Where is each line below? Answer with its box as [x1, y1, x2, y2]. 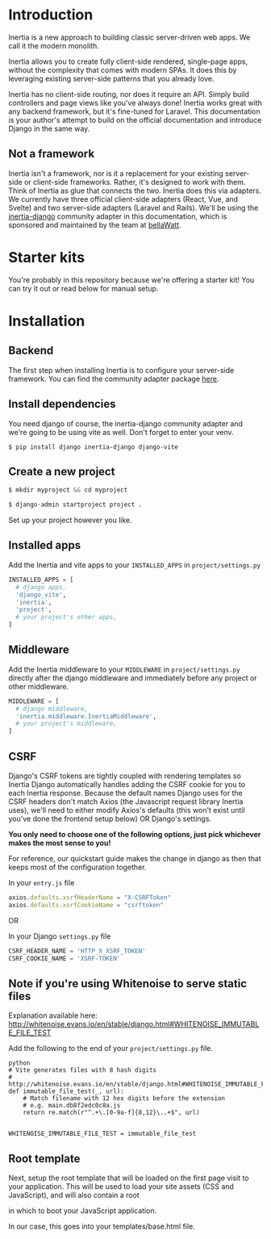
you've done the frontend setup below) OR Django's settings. [8, 814, 212, 823]
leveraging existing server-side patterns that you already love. [8, 73, 215, 83]
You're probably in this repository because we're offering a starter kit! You [8, 274, 255, 284]
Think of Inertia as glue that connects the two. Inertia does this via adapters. [8, 186, 262, 195]
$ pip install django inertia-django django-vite [8, 442, 179, 451]
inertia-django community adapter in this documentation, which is [8, 211, 227, 221]
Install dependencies [8, 397, 116, 411]
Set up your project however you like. [8, 515, 133, 525]
